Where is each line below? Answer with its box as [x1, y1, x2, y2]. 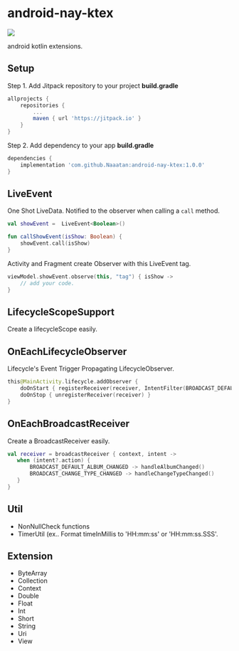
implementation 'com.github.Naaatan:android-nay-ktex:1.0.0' [20, 162, 205, 169]
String [17, 622, 36, 630]
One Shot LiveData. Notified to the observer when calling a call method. [7, 206, 221, 215]
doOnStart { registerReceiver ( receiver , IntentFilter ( [20, 385, 186, 392]
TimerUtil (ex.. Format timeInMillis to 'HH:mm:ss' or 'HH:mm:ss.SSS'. [17, 529, 218, 538]
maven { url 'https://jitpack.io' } [33, 115, 142, 122]
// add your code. [20, 280, 75, 287]
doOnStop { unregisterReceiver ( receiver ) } [20, 391, 152, 398]
